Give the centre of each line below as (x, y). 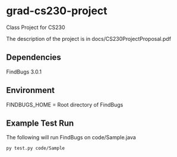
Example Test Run (40, 123)
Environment (31, 90)
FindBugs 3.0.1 (24, 72)
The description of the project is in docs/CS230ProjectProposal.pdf (88, 39)
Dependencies (34, 57)
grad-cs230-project (57, 11)
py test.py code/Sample (36, 148)
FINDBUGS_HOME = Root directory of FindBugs (65, 104)
